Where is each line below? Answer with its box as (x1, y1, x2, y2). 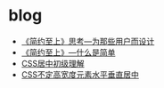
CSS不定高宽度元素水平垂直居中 (20, 68, 139, 80)
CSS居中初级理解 (20, 58, 85, 68)
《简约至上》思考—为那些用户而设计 (20, 36, 155, 46)
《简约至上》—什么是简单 (20, 46, 116, 58)
